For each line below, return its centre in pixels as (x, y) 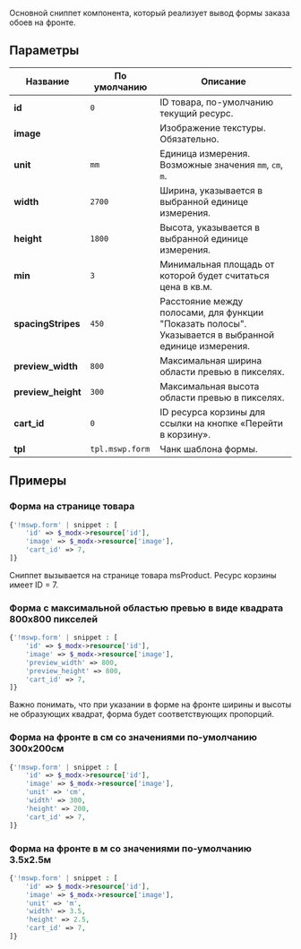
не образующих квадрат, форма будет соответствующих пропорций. (142, 714)
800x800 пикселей (54, 619)
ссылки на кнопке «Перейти (222, 423)
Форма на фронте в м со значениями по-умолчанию (131, 848)
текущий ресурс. (197, 113)
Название (47, 81)
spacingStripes (47, 323)
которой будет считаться (215, 275)
